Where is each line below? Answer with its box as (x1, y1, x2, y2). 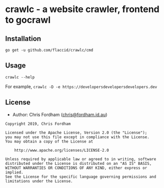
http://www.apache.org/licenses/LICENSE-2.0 (14, 148, 109, 153)
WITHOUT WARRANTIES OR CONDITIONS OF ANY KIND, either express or (5, 165, 147, 170)
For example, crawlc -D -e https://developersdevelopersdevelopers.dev (5, 83, 157, 89)
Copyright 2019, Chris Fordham (5, 121, 71, 127)
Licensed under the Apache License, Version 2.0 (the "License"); (5, 130, 147, 135)
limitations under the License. (5, 178, 73, 183)
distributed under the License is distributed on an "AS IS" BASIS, (5, 161, 152, 166)
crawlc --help (5, 75, 35, 80)
